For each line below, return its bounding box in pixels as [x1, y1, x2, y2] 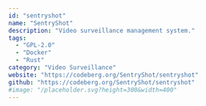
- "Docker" [15, 49, 52, 57]
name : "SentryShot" [8, 19, 74, 27]
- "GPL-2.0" [15, 41, 56, 49]
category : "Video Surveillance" [8, 64, 116, 72]
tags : [8, 33, 26, 42]
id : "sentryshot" [8, 11, 67, 20]
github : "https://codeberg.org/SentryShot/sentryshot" [8, 78, 196, 86]
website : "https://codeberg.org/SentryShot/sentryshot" [8, 71, 199, 79]
